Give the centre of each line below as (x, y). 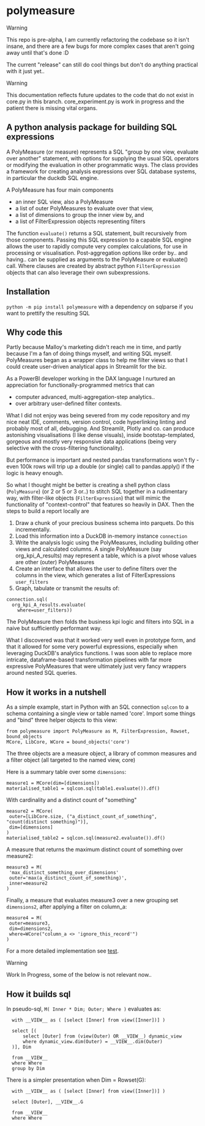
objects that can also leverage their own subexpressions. (78, 272)
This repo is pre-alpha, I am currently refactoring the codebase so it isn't (98, 39)
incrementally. (33, 530)
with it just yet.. (25, 71)
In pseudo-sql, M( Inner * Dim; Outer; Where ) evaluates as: (84, 1009)
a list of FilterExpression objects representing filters (80, 221)
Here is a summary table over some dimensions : (66, 772)
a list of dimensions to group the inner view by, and (80, 215)
